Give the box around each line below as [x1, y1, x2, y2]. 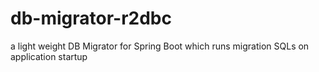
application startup [10, 50, 88, 62]
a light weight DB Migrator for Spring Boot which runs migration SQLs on [10, 40, 310, 52]
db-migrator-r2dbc [10, 7, 172, 30]
